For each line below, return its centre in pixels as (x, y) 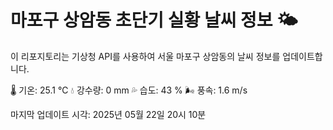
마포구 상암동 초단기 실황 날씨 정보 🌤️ (154, 20)
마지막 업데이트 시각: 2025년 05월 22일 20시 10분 (108, 114)
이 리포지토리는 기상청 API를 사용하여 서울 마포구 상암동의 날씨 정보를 (145, 56)
